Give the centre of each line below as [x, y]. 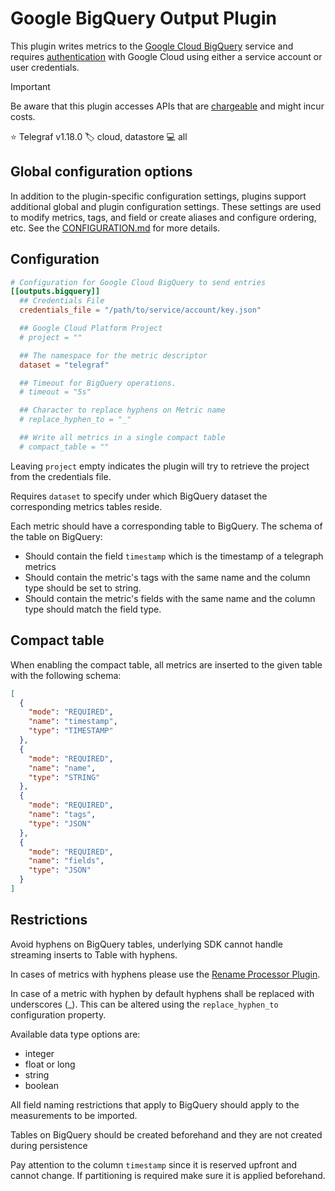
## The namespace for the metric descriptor [113, 355]
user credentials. [45, 67]
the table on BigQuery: [56, 536]
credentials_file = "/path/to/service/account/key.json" [140, 310]
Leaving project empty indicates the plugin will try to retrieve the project [160, 466]
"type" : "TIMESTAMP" [71, 731]
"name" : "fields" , [66, 861]
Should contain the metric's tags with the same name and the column [167, 577]
